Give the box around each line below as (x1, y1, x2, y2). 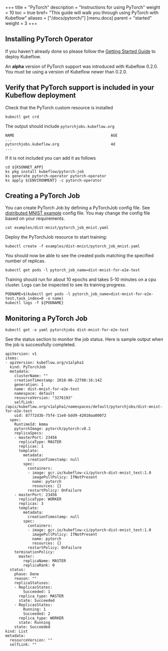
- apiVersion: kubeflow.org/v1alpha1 (5, 360, 84, 366)
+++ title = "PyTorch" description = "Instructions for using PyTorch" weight (5, 5, 160, 10)
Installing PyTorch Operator (5, 35, 93, 43)
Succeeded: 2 (23, 611, 51, 616)
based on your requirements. (5, 215, 65, 222)
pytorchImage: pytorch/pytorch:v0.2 (14, 426, 91, 431)
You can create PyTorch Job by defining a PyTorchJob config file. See (5, 205, 150, 211)
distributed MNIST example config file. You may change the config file (5, 210, 150, 216)
